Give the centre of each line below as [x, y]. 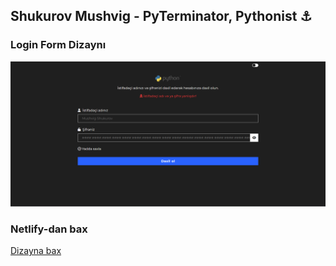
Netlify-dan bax [49, 229]
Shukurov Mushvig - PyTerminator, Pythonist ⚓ [161, 16]
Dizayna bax [36, 251]
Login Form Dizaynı [58, 45]
